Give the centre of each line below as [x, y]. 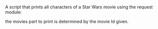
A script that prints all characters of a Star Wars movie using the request [79, 7]
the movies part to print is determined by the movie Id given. [67, 22]
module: [14, 12]
